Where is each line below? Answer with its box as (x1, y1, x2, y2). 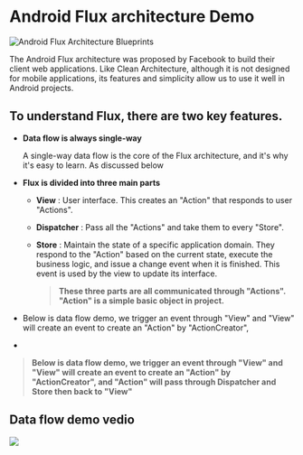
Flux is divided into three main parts (22, 177, 161, 188)
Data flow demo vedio (9, 413, 136, 428)
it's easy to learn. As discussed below (22, 160, 165, 171)
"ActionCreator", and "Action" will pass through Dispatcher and (31, 376, 277, 387)
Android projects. (9, 82, 74, 93)
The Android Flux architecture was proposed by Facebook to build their (9, 53, 276, 64)
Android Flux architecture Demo (9, 6, 255, 27)
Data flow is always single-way (22, 133, 142, 144)
